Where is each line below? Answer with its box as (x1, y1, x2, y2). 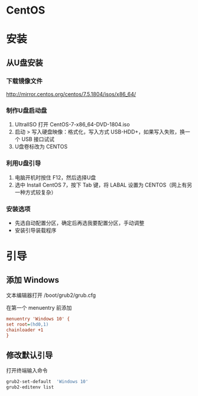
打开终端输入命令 (6, 367, 48, 374)
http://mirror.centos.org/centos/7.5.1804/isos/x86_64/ (6, 91, 137, 98)
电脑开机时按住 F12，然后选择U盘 (14, 174, 96, 181)
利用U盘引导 (6, 159, 41, 168)
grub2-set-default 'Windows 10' (6, 379, 89, 385)
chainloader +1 (6, 327, 44, 333)
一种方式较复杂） (14, 188, 57, 195)
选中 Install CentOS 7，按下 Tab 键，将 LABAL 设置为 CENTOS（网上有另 (14, 181, 193, 188)
